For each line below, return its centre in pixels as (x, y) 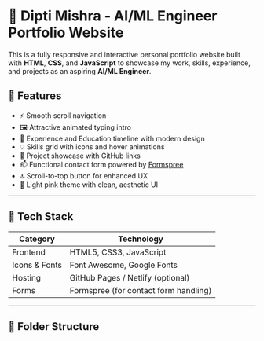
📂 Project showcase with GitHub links (80, 156)
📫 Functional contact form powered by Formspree (101, 164)
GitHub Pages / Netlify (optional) (130, 277)
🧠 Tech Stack (41, 216)
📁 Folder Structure (54, 326)
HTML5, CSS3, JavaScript (118, 252)
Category (37, 239)
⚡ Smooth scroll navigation (63, 115)
